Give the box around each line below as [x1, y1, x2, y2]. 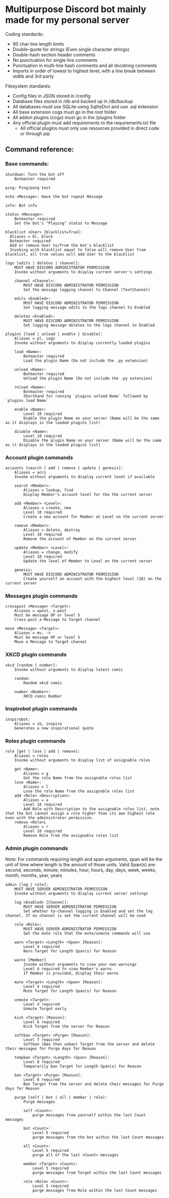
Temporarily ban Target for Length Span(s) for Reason [23, 1064, 142, 1069]
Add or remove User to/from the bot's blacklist [10, 243, 114, 248]
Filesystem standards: [5, 83, 52, 89]
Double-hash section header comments [12, 52, 96, 58]
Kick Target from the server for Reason [23, 1024, 110, 1029]
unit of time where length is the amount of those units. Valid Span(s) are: [5, 862, 156, 868]
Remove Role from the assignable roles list [23, 833, 119, 838]
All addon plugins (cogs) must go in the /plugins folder [12, 114, 126, 120]
